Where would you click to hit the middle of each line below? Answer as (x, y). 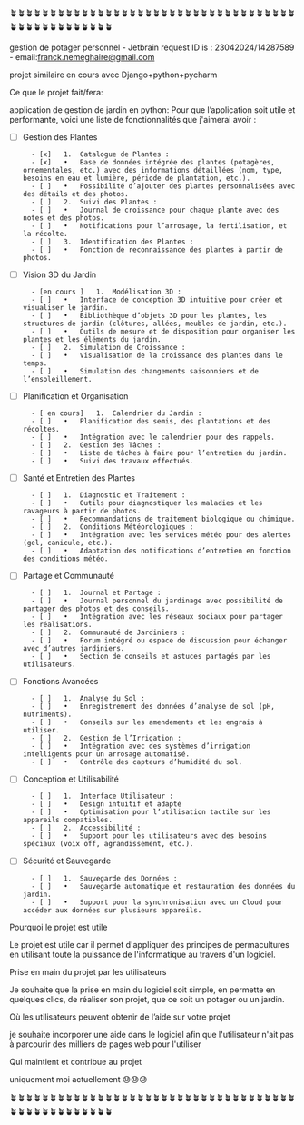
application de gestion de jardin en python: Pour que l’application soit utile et (152, 110)
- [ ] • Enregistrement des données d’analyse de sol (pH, (153, 707)
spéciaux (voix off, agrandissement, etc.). (108, 844)
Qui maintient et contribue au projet (76, 1061)
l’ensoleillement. (57, 380)
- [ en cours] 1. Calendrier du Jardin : (117, 413)
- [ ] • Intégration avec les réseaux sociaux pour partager (157, 617)
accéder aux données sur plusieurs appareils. (112, 910)
